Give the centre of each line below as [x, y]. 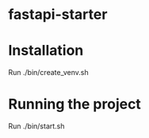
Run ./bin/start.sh [36, 126]
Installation [46, 51]
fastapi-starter [58, 15]
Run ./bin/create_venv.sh [48, 73]
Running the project [74, 104]
